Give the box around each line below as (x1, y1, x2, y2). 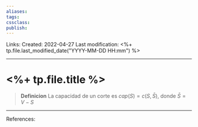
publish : (6, 25, 28, 31)
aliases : (6, 8, 28, 15)
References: (6, 115, 35, 123)
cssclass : (6, 19, 31, 25)
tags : (6, 14, 19, 20)
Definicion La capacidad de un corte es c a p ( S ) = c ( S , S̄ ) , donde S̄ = (20, 92, 186, 99)
